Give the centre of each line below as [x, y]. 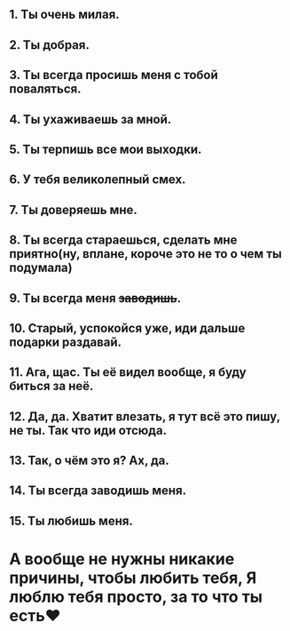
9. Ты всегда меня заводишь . [95, 298]
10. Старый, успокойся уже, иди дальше [127, 328]
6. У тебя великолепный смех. [98, 180]
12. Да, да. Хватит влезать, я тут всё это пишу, [145, 416]
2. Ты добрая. [50, 45]
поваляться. [45, 89]
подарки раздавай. [66, 342]
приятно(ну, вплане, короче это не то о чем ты [145, 254]
